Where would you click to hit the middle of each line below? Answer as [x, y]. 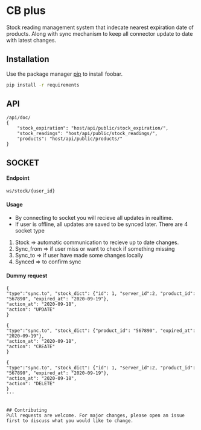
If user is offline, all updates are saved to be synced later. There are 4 [101, 224]
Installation [28, 59]
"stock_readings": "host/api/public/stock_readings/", [88, 134]
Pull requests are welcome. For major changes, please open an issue [96, 415]
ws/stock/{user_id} [31, 191]
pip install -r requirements [43, 85]
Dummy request [27, 276]
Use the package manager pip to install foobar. [64, 74]
